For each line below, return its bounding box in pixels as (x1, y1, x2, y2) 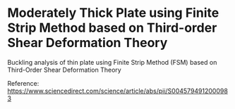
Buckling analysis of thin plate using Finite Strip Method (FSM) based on (7, 58, 217, 66)
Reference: (7, 79, 40, 87)
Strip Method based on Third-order (7, 20, 217, 36)
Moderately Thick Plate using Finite (7, 5, 219, 21)
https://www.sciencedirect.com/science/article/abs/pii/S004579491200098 (7, 86, 228, 95)
